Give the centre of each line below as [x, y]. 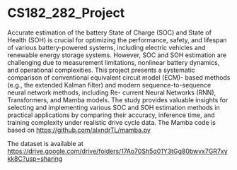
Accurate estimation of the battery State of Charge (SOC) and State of [110, 32]
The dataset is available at [45, 143]
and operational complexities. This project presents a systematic [102, 70]
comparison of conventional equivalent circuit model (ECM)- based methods [119, 77]
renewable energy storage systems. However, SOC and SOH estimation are [117, 55]
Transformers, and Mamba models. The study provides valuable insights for [118, 99]
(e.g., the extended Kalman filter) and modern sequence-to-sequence [109, 85]
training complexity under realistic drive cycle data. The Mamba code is [111, 122]
